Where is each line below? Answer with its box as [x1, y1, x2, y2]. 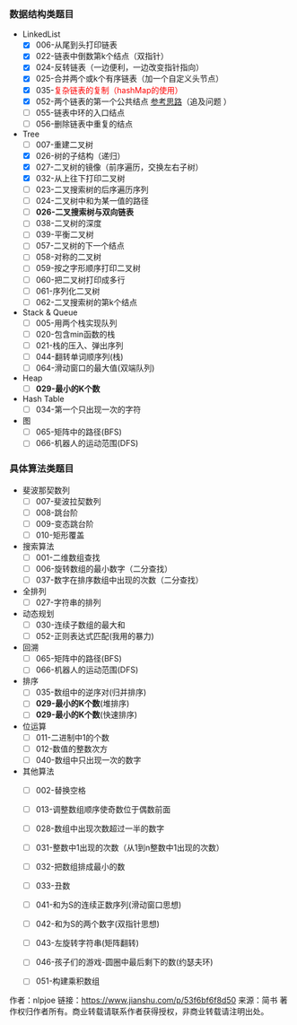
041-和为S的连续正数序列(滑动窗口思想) [35, 899, 182, 910]
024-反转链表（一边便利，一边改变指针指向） [35, 62, 205, 73]
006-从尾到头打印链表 [35, 39, 118, 50]
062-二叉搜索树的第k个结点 [35, 296, 137, 307]
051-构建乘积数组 [35, 976, 100, 986]
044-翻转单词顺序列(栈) [35, 351, 124, 362]
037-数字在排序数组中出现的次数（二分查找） [35, 574, 204, 585]
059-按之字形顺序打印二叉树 [35, 263, 141, 274]
